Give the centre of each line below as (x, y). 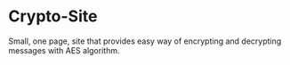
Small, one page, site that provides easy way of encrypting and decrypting (145, 41)
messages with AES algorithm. (64, 50)
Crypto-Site (53, 16)
